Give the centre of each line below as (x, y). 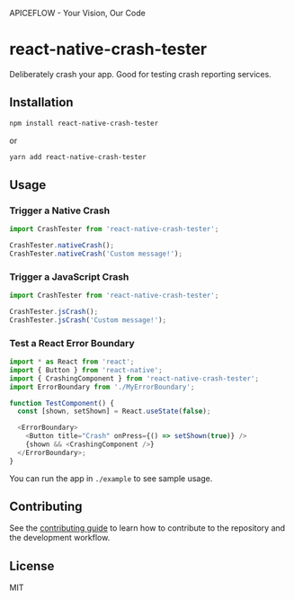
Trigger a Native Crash (60, 210)
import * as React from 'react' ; (72, 362)
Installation (41, 103)
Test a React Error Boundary (72, 343)
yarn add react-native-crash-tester (78, 157)
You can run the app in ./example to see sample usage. (111, 478)
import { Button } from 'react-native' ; (86, 370)
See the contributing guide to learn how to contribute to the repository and (147, 528)
